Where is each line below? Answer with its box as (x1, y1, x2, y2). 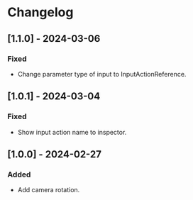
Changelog (7, 4, 74, 21)
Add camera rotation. (17, 186, 80, 194)
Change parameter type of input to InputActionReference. (17, 70, 187, 78)
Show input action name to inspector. (17, 128, 127, 136)
